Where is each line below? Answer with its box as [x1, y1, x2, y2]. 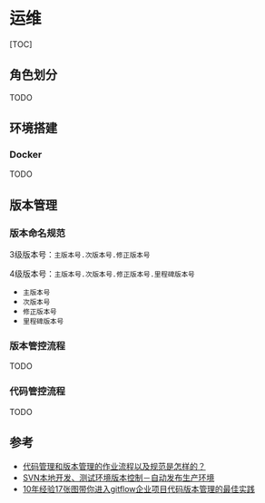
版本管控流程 [9, 340, 66, 353]
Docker [9, 149, 43, 161]
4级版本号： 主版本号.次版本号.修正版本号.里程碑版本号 [9, 268, 195, 279]
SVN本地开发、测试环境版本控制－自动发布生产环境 [22, 472, 215, 483]
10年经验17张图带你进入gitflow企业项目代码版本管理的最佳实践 [22, 483, 256, 494]
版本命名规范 [9, 227, 66, 239]
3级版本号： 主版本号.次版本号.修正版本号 [9, 249, 151, 260]
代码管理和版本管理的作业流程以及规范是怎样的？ [22, 460, 206, 471]
